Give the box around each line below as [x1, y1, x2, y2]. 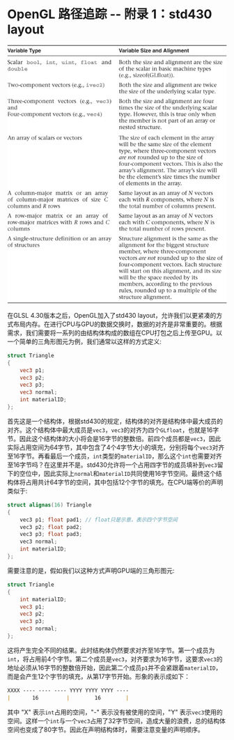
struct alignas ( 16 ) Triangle [7, 501, 92, 509]
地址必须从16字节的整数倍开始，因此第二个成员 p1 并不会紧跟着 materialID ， [7, 663, 222, 672]
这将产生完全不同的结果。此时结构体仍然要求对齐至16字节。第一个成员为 [7, 646, 215, 654]
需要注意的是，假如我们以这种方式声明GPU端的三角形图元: [7, 566, 175, 575]
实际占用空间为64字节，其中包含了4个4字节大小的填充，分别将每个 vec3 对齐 [7, 443, 225, 452]
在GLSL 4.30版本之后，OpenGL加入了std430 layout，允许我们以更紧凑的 [7, 311, 217, 319]
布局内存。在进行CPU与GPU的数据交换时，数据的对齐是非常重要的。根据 [13, 320, 223, 328]
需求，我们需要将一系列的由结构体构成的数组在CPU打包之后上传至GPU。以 [7, 328, 223, 337]
